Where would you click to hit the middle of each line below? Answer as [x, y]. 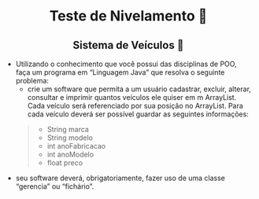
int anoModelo [70, 154]
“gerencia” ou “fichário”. [55, 186]
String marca [68, 129]
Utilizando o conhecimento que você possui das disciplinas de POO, [126, 64]
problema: [32, 81]
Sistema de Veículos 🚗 [128, 45]
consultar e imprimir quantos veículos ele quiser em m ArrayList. [132, 97]
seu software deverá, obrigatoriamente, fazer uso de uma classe [120, 178]
